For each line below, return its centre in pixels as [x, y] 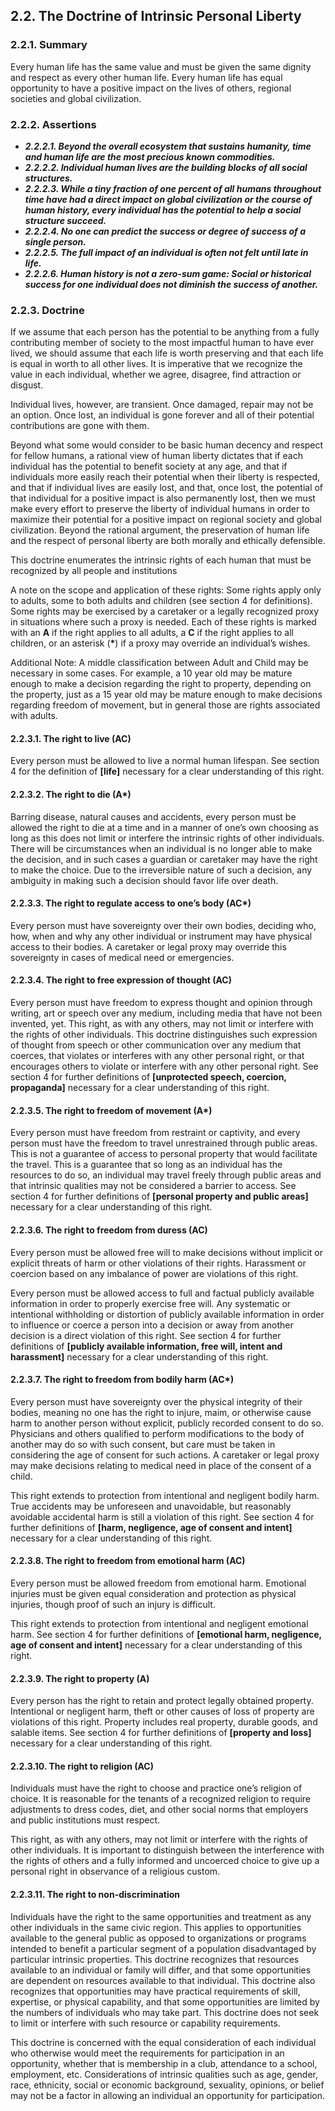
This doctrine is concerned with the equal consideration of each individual [163, 2042]
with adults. [34, 716]
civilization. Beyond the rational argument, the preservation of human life [160, 530]
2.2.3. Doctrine [47, 310]
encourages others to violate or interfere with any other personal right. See [164, 1066]
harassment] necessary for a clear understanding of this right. [139, 1356]
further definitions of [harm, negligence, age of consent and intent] [151, 1527]
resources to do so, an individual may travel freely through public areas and [166, 1175]
